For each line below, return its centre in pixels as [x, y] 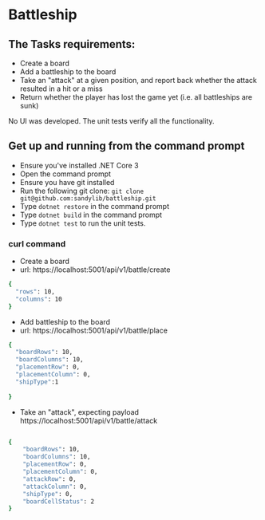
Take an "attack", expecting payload [79, 412]
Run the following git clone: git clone [82, 191]
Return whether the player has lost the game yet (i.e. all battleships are [136, 97]
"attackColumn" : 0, [55, 487]
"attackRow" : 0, [50, 479]
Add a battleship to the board [68, 72]
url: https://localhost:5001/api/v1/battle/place [93, 330]
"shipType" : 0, [48, 494]
